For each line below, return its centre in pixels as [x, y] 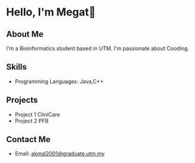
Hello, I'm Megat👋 [51, 12]
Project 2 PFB [32, 121]
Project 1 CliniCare [37, 114]
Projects [22, 100]
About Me [25, 34]
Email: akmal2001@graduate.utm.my [60, 153]
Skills [16, 67]
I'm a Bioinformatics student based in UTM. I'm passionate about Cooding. [98, 48]
